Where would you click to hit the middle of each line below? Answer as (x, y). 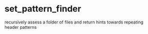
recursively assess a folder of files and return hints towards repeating (74, 22)
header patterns (21, 27)
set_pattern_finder (43, 9)
